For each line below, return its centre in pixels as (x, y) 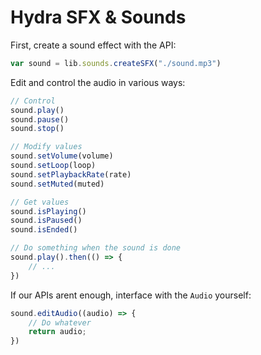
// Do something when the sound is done (96, 248)
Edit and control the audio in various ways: (98, 82)
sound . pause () (40, 119)
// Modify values (46, 147)
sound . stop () (37, 129)
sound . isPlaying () (48, 211)
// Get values (40, 202)
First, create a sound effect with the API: (93, 45)
